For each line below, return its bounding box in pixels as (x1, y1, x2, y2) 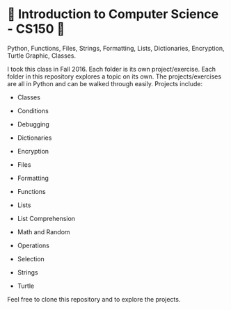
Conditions (17, 106, 49, 115)
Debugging (17, 120, 50, 128)
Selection (17, 254, 45, 263)
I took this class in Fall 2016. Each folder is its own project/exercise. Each (7, 65, 216, 73)
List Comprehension (17, 214, 75, 222)
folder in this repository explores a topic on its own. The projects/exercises (7, 72, 221, 81)
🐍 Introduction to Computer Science (7, 6, 219, 22)
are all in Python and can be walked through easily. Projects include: (7, 79, 203, 88)
